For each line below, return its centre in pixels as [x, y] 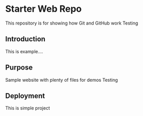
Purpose [19, 68]
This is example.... [24, 51]
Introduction [25, 39]
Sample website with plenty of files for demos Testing [62, 80]
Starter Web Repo [44, 9]
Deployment [25, 96]
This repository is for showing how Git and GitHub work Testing [72, 23]
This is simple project [27, 108]
